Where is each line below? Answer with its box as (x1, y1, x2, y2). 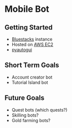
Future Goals (4, 94, 45, 102)
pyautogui (11, 47, 32, 52)
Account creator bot (11, 74, 52, 80)
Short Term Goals (4, 61, 59, 70)
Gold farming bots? (11, 117, 51, 123)
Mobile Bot (4, 3, 49, 15)
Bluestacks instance (11, 36, 52, 42)
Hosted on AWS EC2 (11, 42, 53, 47)
